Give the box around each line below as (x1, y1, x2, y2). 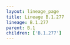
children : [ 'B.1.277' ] (6, 30, 62, 36)
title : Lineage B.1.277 (6, 14, 65, 20)
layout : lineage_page (6, 8, 59, 15)
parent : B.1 (6, 25, 35, 31)
